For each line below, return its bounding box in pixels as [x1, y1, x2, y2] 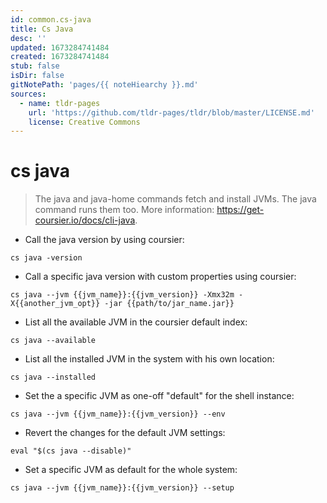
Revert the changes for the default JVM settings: [24, 427, 226, 439]
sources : [10, 89, 47, 99]
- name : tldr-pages [19, 98, 101, 108]
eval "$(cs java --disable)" [10, 446, 132, 456]
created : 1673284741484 [10, 52, 110, 62]
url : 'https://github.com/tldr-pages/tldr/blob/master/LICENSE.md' [28, 107, 315, 118]
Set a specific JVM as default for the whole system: [24, 464, 238, 476]
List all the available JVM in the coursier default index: [24, 316, 248, 328]
